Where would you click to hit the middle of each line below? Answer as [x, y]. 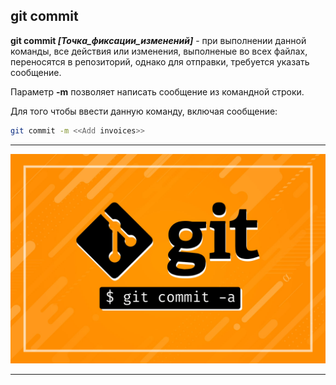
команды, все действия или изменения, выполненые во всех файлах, [159, 51]
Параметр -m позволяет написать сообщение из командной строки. [157, 91]
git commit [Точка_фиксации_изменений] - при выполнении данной [158, 40]
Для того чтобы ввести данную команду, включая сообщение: [144, 111]
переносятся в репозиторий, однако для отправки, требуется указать [160, 61]
